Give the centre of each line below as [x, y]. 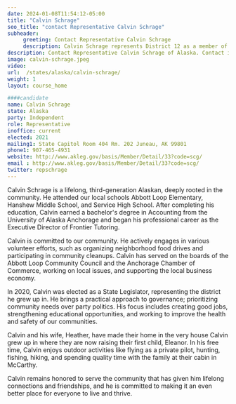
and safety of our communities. [53, 321]
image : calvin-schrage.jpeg [48, 60]
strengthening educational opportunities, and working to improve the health [117, 314]
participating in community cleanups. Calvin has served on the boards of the [118, 255]
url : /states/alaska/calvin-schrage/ [64, 72]
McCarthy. [22, 365]
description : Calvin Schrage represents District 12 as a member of [125, 46]
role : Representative [39, 124]
